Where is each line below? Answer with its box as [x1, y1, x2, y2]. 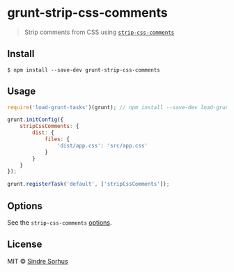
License [7, 239, 42, 250]
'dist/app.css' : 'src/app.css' [56, 142, 148, 149]
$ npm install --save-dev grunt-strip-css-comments [7, 66, 160, 74]
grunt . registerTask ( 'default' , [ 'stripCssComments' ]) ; [7, 181, 170, 188]
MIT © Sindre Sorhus [7, 257, 68, 265]
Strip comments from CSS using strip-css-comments [24, 28, 175, 36]
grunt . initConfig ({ [7, 116, 64, 123]
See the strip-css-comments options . [7, 218, 113, 227]
